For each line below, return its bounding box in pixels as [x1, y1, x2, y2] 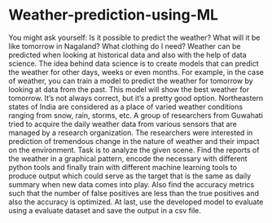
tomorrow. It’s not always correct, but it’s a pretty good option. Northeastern [8, 93, 264, 103]
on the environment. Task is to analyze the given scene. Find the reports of [8, 145, 260, 155]
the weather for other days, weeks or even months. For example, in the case [8, 67, 265, 77]
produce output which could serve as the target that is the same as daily [8, 171, 252, 181]
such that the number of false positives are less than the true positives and [8, 188, 259, 198]
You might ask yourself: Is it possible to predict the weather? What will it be [8, 33, 261, 42]
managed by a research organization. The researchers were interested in [8, 128, 253, 138]
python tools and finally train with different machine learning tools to [8, 162, 238, 172]
